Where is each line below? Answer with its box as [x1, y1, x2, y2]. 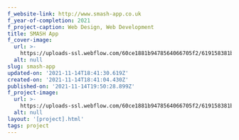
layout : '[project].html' [7, 115, 84, 122]
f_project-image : [7, 89, 59, 96]
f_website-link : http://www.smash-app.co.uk [7, 10, 142, 18]
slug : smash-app [7, 63, 55, 70]
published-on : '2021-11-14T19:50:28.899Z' [7, 83, 135, 90]
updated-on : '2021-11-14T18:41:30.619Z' [7, 69, 129, 76]
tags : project [7, 122, 50, 129]
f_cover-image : [7, 37, 53, 44]
